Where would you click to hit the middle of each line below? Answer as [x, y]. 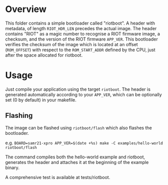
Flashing [19, 116]
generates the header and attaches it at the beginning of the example [77, 162]
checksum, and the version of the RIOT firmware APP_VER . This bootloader [82, 39]
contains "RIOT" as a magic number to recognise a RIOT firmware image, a [82, 34]
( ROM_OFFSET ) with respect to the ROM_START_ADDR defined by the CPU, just [80, 50]
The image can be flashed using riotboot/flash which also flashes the [79, 128]
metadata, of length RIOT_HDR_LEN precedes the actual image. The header [81, 28]
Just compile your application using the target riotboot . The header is [78, 89]
